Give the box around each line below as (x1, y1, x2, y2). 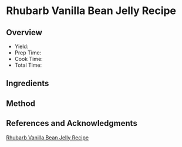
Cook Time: (14, 56, 43, 62)
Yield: (14, 43, 29, 50)
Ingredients (6, 78, 49, 88)
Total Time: (14, 61, 42, 69)
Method (6, 98, 36, 108)
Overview (6, 28, 43, 37)
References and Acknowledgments (6, 118, 138, 128)
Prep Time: (14, 49, 42, 56)
